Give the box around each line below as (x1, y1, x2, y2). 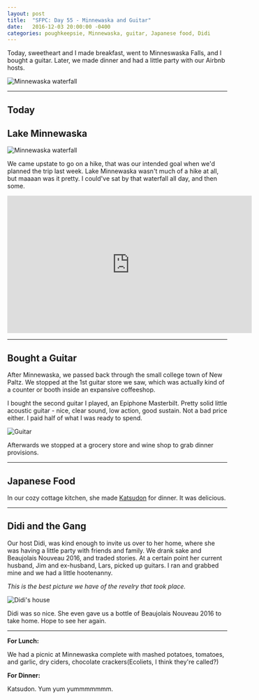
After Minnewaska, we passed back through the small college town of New (7, 371, 223, 379)
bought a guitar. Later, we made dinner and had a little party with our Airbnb (7, 57, 225, 65)
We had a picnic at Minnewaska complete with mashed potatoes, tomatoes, (7, 650, 225, 658)
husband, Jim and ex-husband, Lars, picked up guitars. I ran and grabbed (7, 561, 219, 569)
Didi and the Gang (7, 521, 87, 533)
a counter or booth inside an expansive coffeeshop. (7, 385, 156, 394)
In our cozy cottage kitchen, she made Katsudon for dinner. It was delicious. (7, 493, 226, 502)
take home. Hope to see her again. (7, 616, 107, 625)
